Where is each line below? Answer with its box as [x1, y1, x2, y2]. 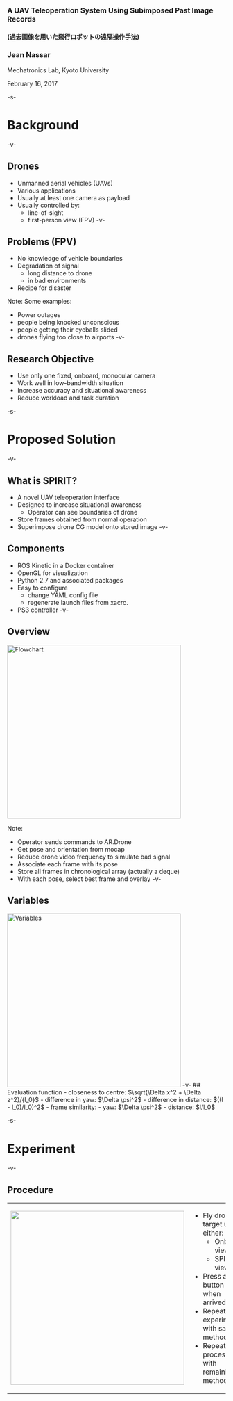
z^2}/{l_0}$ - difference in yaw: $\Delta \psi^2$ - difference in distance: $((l [7, 1096, 223, 1104]
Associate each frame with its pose [17, 859, 118, 868]
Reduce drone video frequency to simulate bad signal [17, 852, 171, 861]
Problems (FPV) [7, 236, 77, 248]
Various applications [17, 186, 76, 195]
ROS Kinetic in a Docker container [17, 561, 114, 569]
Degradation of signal [17, 261, 80, 270]
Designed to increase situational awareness [17, 500, 142, 509]
